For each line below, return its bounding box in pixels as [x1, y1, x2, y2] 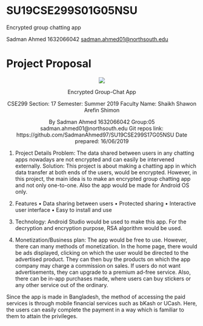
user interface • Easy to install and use [15, 206, 112, 213]
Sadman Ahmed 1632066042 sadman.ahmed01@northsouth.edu [6, 35, 168, 42]
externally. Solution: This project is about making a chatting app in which [15, 162, 197, 169]
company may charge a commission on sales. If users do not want [15, 262, 181, 269]
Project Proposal [6, 57, 92, 70]
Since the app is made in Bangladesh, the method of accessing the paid [6, 293, 186, 301]
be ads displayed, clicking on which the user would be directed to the [15, 249, 189, 256]
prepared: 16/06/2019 [75, 137, 129, 144]
